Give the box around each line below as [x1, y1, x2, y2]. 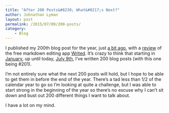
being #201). [5, 61, 32, 67]
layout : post [5, 17, 33, 22]
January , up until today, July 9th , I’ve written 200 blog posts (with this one [5, 56, 162, 61]
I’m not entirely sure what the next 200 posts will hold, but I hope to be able [5, 71, 164, 77]
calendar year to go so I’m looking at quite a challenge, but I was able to [5, 82, 157, 88]
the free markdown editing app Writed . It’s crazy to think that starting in [5, 50, 155, 56]
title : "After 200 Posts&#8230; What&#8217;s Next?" [5, 7, 120, 13]
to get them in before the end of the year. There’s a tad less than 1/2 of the [5, 77, 162, 82]
